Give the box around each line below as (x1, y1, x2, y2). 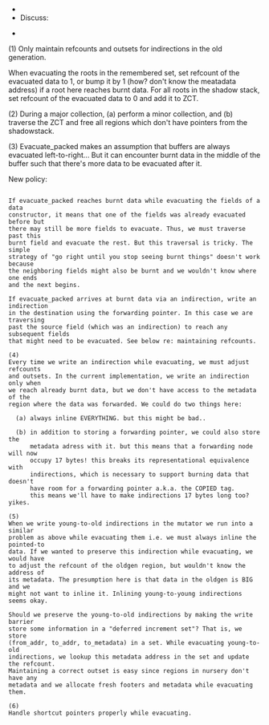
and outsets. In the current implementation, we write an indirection (8, 372, 250, 380)
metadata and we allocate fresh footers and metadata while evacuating (8, 681, 253, 689)
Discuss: (19, 13, 49, 22)
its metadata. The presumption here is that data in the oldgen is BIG (8, 576, 253, 584)
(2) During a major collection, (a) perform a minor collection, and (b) (8, 109, 234, 119)
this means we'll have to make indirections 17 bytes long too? (29, 492, 250, 500)
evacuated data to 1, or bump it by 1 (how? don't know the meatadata (8, 77, 237, 86)
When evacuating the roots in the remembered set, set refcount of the (8, 68, 240, 77)
